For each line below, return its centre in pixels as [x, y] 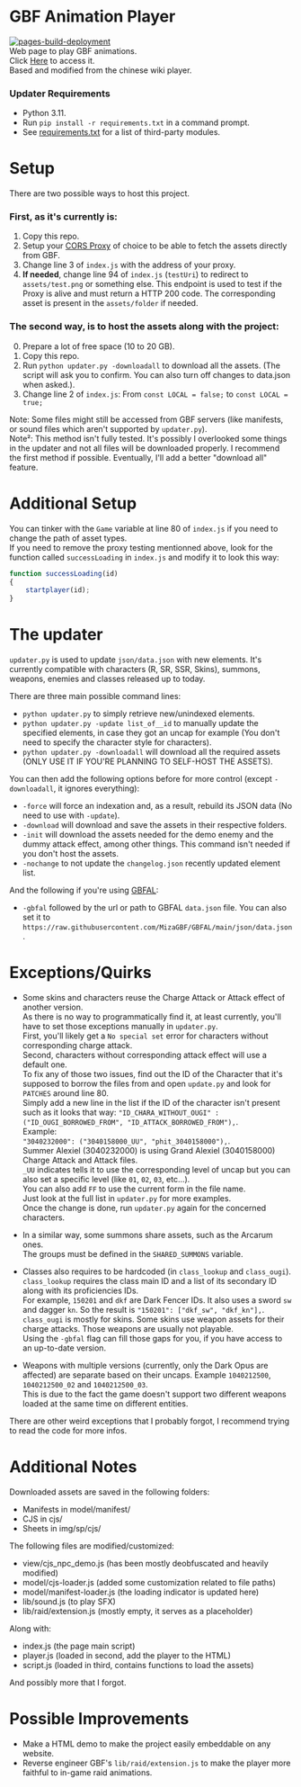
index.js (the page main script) [79, 1646]
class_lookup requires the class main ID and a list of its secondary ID [149, 1281]
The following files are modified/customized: [92, 1546]
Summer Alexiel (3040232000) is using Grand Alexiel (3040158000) [149, 1151]
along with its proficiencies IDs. [80, 1291]
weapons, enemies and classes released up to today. [107, 679]
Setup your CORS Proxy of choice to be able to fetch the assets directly [155, 246]
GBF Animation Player [93, 17]
